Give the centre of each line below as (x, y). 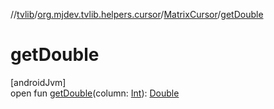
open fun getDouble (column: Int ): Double (95, 93)
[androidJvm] (38, 82)
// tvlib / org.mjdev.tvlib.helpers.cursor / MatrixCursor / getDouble (137, 14)
